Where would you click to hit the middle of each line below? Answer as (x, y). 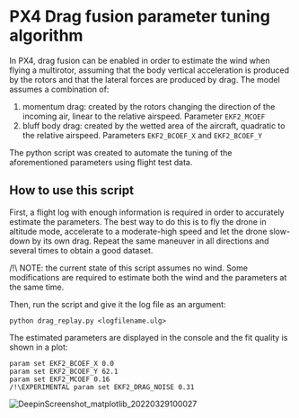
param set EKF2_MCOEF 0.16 (60, 379)
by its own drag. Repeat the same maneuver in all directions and (150, 241)
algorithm (46, 36)
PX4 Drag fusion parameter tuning (140, 17)
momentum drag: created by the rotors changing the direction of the (149, 106)
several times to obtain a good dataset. (81, 250)
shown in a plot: (39, 347)
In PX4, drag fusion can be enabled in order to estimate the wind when (140, 60)
